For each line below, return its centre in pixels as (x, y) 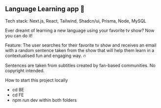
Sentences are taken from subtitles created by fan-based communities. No (80, 65)
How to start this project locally (36, 80)
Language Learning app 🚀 (45, 9)
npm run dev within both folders (44, 100)
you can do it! (19, 35)
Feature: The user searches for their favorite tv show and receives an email (81, 45)
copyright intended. (25, 70)
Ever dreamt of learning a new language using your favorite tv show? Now (80, 30)
